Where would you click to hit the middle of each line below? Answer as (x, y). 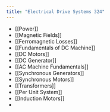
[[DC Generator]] (35, 60)
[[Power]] (26, 29)
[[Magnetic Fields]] (38, 35)
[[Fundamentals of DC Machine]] (55, 48)
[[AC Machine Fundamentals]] (51, 67)
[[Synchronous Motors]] (44, 79)
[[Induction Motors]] (40, 98)
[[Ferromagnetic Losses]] (46, 41)
